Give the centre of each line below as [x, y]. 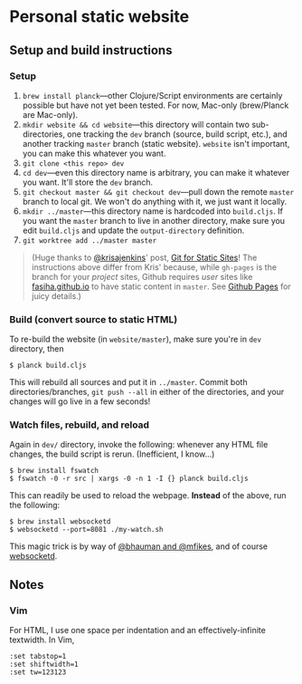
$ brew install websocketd [60, 522]
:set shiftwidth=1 [44, 665]
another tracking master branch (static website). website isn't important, [156, 143]
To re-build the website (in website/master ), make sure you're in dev [136, 339]
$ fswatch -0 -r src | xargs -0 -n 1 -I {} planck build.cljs [129, 479]
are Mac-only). [50, 114]
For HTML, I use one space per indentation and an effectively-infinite [138, 631]
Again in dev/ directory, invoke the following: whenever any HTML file [139, 445]
